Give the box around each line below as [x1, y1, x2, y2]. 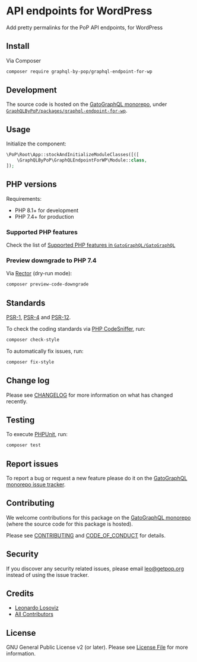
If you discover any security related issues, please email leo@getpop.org [6, 565, 185, 572]
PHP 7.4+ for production [14, 213, 74, 220]
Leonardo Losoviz [14, 604, 59, 611]
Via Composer [6, 57, 42, 64]
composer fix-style [6, 359, 55, 365]
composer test [6, 442, 42, 448]
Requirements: [6, 195, 42, 202]
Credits [6, 589, 34, 599]
